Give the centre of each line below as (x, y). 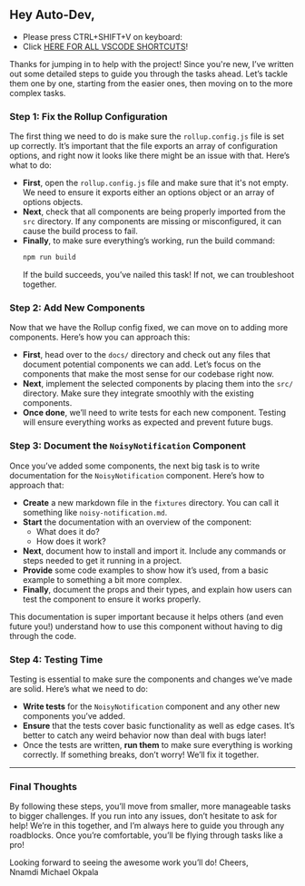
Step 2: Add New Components (77, 308)
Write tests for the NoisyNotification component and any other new (151, 706)
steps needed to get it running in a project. (102, 560)
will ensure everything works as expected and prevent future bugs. (148, 422)
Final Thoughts (43, 786)
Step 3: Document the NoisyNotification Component (128, 446)
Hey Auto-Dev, (52, 15)
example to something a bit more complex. (102, 579)
